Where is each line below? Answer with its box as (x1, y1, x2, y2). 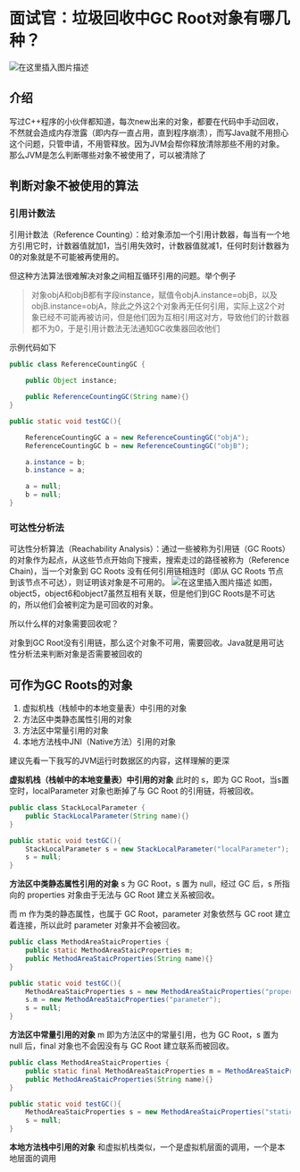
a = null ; (25, 482, 62, 491)
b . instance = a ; (25, 466, 87, 475)
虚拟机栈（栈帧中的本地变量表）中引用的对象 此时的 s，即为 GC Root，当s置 (9, 775, 290, 786)
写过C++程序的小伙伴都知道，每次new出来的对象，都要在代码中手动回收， (9, 115, 284, 126)
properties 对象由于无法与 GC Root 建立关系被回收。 (26, 889, 221, 900)
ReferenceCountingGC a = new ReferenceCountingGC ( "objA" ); (25, 433, 250, 442)
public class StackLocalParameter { (9, 803, 146, 812)
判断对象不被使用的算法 (9, 178, 138, 193)
